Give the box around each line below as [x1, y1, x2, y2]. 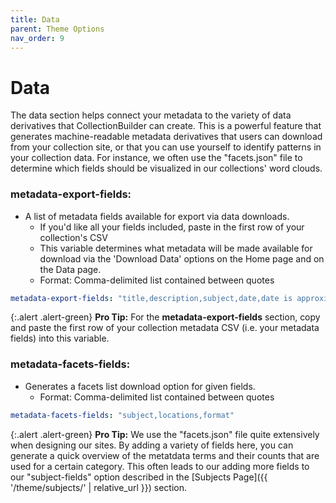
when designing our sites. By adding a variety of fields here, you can [10, 439, 294, 451]
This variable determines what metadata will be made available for [39, 242, 313, 254]
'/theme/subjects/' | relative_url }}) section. [10, 481, 187, 493]
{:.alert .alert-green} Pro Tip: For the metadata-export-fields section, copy [10, 311, 321, 323]
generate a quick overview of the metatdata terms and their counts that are [10, 449, 320, 461]
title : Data [10, 14, 60, 25]
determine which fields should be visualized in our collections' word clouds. [10, 162, 323, 175]
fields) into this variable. [10, 332, 110, 345]
